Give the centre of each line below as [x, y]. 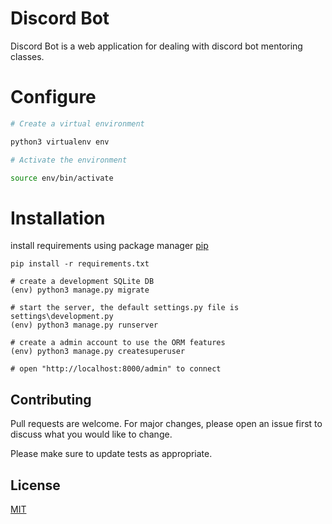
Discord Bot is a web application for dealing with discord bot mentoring [156, 46]
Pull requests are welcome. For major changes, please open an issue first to [166, 424]
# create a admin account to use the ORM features [118, 343]
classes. [27, 56]
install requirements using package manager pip [109, 246]
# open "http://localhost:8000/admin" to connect [116, 369]
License [35, 485]
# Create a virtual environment [77, 123]
